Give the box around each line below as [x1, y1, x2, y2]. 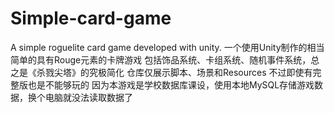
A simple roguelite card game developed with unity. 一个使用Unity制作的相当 [10, 41, 325, 53]
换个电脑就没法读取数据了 [27, 91, 133, 103]
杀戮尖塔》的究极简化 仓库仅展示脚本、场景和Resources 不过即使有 [36, 66, 313, 78]
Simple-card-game [10, 7, 172, 30]
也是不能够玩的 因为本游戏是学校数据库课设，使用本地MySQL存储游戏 [27, 78, 315, 91]
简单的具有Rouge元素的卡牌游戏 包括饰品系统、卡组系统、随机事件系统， [10, 53, 312, 66]
